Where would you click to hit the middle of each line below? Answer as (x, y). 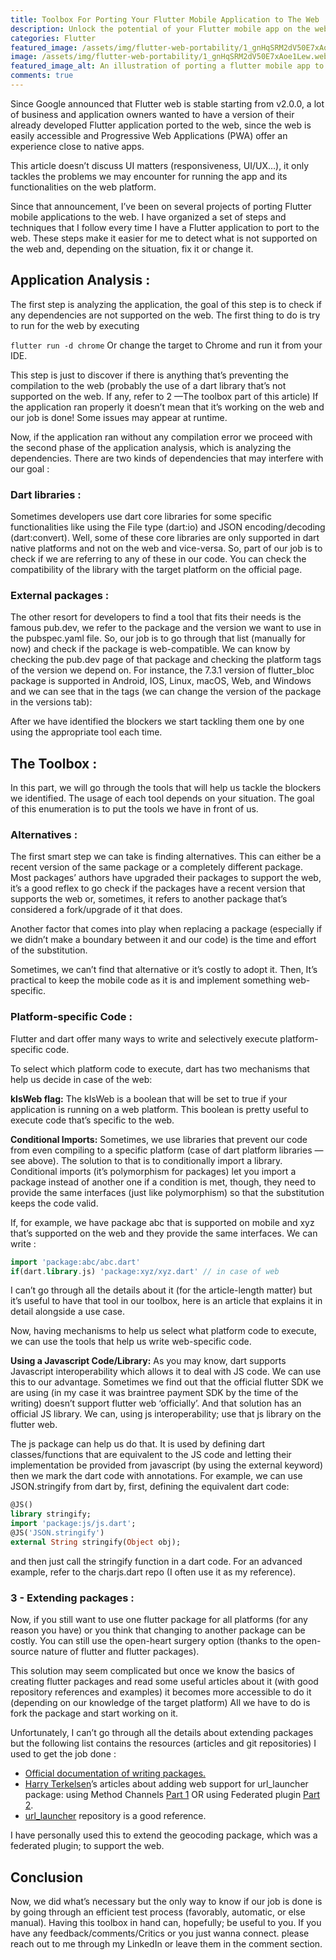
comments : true (42, 76)
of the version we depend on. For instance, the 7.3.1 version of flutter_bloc (162, 670)
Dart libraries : (46, 494)
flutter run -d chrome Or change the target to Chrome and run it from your (166, 345)
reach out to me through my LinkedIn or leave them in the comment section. (166, 1943)
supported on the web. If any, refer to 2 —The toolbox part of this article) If (164, 396)
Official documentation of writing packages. (115, 1773)
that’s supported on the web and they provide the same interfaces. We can (164, 1233)
